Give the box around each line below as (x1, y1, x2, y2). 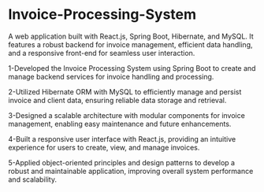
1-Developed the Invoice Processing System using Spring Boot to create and (8, 63, 256, 72)
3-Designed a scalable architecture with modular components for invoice (8, 110, 246, 120)
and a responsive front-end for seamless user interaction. (8, 48, 195, 57)
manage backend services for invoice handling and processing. (8, 72, 214, 81)
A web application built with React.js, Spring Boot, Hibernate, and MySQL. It (8, 31, 254, 41)
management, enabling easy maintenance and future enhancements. (8, 119, 232, 128)
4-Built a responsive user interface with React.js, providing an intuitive (8, 134, 236, 143)
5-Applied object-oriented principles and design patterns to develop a (8, 157, 235, 167)
